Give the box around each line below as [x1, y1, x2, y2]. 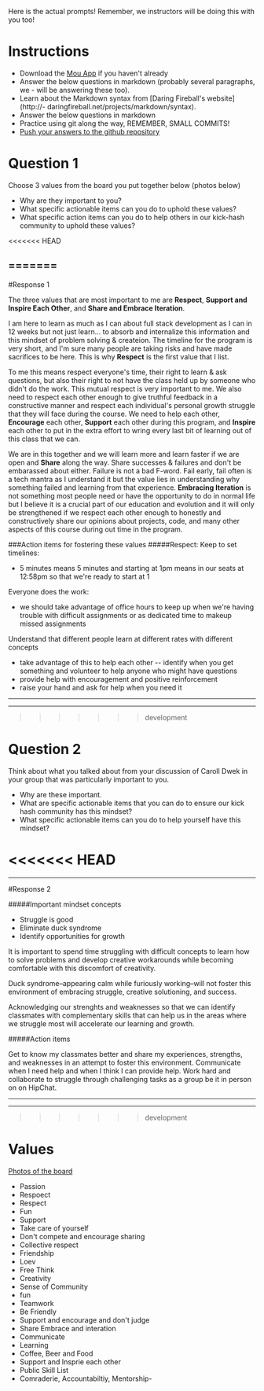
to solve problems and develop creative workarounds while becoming [8, 955, 234, 964]
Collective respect [19, 1240, 79, 1249]
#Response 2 [8, 884, 51, 893]
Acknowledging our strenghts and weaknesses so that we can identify [8, 1002, 236, 1011]
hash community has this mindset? [19, 806, 132, 816]
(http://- [19, 101, 46, 111]
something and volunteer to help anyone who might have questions [19, 666, 238, 675]
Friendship [19, 1248, 55, 1257]
